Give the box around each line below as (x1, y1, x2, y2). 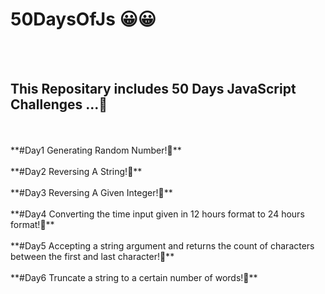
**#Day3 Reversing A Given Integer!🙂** (10, 186, 173, 198)
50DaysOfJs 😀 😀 (10, 8, 157, 31)
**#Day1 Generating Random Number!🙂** (10, 144, 182, 156)
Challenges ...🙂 (10, 96, 108, 113)
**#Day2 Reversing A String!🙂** (10, 165, 143, 177)
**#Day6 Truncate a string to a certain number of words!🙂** (10, 271, 258, 283)
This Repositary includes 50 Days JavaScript (10, 81, 297, 98)
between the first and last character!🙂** (10, 250, 175, 262)
